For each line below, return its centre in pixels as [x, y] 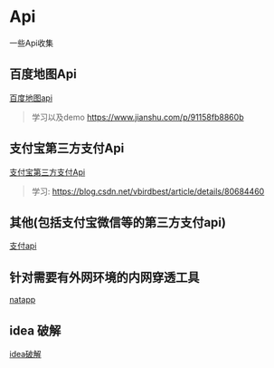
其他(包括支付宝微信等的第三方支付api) [118, 223]
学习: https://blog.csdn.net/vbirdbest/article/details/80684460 [148, 191]
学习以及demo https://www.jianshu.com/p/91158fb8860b [137, 117]
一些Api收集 [32, 43]
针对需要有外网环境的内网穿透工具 [104, 277]
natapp [23, 300]
